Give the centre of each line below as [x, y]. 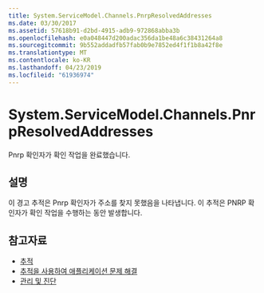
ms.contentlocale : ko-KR [49, 61]
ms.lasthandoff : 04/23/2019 [55, 68]
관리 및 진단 [38, 281]
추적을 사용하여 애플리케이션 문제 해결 [79, 271]
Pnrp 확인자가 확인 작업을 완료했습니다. [69, 154]
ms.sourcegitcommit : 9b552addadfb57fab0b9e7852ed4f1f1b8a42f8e [116, 46]
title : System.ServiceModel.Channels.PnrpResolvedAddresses [110, 16]
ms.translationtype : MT [48, 53]
